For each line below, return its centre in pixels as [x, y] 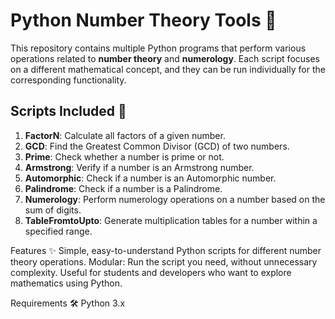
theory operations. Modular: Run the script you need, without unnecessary [164, 261]
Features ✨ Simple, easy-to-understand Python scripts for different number [166, 250]
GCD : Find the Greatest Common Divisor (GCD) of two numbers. [157, 146]
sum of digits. [53, 210]
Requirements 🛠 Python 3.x [68, 303]
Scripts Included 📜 [68, 111]
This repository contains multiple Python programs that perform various [158, 48]
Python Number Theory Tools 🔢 [143, 20]
